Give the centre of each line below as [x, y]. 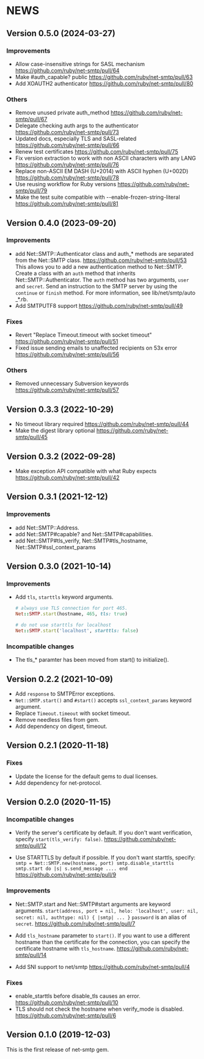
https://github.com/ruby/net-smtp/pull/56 [67, 354]
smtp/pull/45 [31, 437]
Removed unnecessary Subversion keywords [72, 384]
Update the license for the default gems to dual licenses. [86, 776]
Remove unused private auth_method [62, 113]
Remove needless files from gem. [57, 720]
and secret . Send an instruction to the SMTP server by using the [96, 286]
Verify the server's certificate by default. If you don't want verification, [104, 833]
